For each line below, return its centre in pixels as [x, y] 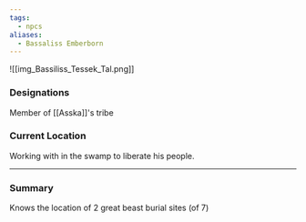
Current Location [48, 136]
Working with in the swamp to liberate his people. [102, 156]
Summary [32, 187]
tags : [20, 18]
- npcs [30, 26]
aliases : [26, 35]
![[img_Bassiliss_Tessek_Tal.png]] [72, 69]
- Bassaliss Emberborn [61, 43]
